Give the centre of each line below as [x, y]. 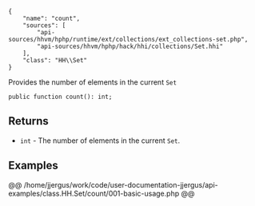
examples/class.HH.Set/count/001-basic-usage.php [94, 193]
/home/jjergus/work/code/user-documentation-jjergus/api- [121, 184]
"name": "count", [52, 18]
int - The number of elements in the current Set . [100, 141]
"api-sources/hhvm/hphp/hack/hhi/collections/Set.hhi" [130, 46]
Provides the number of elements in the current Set [93, 82]
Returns [29, 121]
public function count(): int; [60, 97]
